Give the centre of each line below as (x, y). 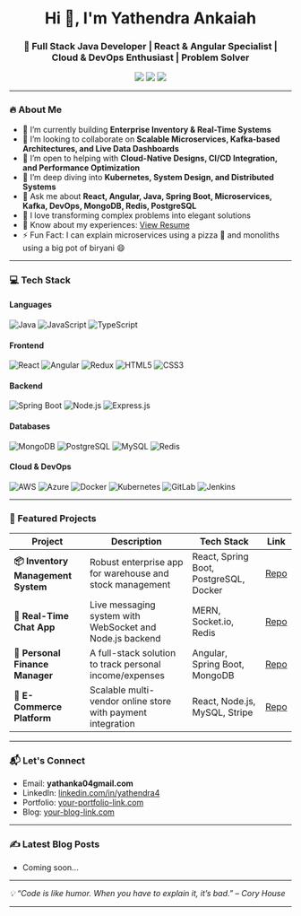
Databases (30, 426)
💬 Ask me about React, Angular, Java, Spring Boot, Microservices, (147, 196)
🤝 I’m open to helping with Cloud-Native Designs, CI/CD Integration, (150, 158)
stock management (130, 585)
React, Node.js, (224, 702)
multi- (142, 690)
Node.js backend (125, 639)
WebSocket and (123, 627)
